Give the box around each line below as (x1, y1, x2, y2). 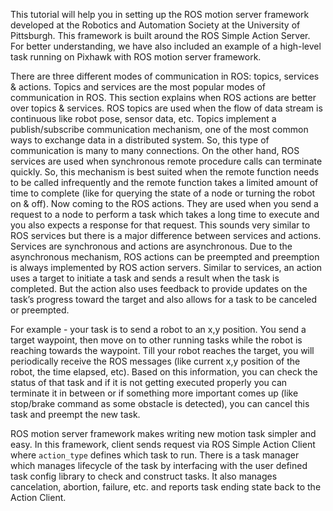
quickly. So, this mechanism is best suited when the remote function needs (10, 166, 320, 178)
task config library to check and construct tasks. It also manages (10, 470, 278, 482)
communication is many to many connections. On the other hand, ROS (10, 145, 300, 156)
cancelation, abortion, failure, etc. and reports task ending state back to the (10, 481, 322, 493)
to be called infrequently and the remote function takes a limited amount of (10, 177, 319, 188)
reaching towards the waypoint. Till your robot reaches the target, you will (10, 345, 315, 356)
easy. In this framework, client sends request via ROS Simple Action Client (10, 439, 316, 450)
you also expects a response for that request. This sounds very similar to (10, 219, 311, 231)
